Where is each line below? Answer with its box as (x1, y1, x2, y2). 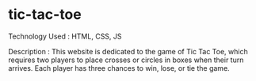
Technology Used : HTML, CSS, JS (8, 31, 122, 41)
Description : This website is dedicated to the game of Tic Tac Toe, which (8, 46, 248, 56)
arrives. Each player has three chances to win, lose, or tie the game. (8, 63, 230, 72)
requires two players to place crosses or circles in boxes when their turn (8, 55, 244, 64)
